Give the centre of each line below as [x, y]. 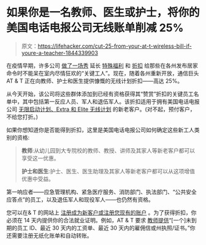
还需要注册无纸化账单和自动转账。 [49, 235]
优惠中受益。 [37, 179]
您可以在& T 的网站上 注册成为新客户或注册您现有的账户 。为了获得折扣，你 [101, 213]
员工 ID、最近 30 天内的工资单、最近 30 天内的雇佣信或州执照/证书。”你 [106, 228]
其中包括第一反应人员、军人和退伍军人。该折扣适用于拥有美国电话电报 [111, 101]
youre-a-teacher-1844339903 [59, 53]
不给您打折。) [22, 116]
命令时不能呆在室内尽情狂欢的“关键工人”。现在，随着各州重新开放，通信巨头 [103, 73]
